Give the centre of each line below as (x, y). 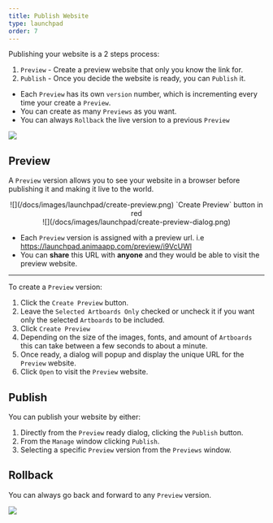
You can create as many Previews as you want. (98, 111)
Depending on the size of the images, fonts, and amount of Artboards (136, 337)
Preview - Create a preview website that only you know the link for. (132, 70)
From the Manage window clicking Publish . (90, 441)
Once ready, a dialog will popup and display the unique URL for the (132, 355)
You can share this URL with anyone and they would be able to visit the (140, 255)
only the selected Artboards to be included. (92, 320)
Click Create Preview (55, 329)
